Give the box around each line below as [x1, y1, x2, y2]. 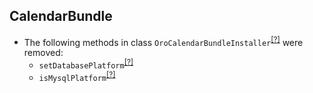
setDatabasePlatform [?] [38, 57, 134, 71]
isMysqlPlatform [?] [38, 70, 116, 83]
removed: [23, 47, 64, 59]
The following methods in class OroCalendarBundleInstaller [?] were [23, 34, 304, 48]
